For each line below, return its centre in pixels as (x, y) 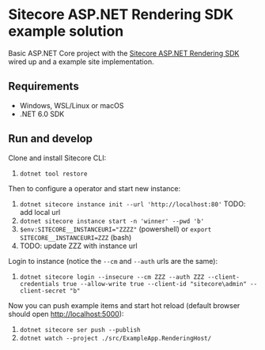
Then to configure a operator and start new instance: (94, 188)
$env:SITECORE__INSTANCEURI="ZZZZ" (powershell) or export (115, 229)
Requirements (44, 87)
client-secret (43, 291)
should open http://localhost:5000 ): (66, 314)
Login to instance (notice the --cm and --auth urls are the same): (113, 261)
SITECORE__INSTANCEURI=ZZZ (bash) (76, 237)
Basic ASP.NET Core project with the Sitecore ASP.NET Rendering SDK (124, 53)
